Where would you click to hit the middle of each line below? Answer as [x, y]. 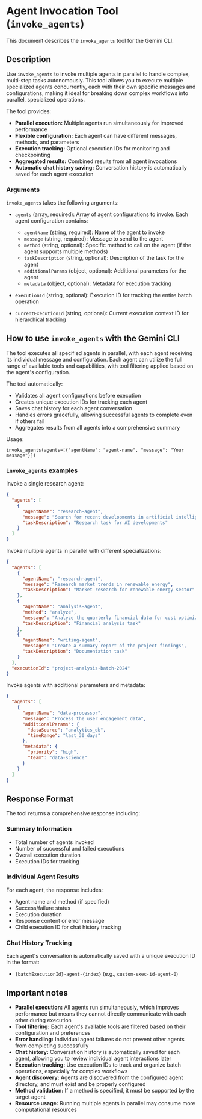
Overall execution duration [47, 855]
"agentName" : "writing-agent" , [61, 640]
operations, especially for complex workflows [71, 1071]
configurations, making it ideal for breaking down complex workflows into [97, 93]
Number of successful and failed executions [70, 848]
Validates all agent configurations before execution [78, 395]
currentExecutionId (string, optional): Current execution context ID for [102, 313]
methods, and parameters [47, 142]
